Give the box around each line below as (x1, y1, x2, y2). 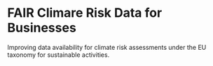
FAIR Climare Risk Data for (7, 5, 163, 21)
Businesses (7, 20, 77, 36)
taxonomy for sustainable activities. (7, 51, 110, 59)
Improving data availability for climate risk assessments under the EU (7, 43, 207, 51)
